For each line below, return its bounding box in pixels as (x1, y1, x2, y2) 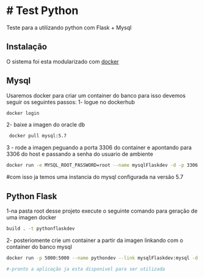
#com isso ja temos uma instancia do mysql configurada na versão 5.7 (6, 174, 184, 181)
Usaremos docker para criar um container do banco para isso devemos (6, 92, 186, 99)
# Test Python (6, 4, 79, 18)
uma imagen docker (6, 214, 57, 221)
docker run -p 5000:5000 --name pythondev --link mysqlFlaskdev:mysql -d (6, 255, 199, 261)
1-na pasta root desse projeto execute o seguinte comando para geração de (6, 207, 198, 214)
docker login (6, 110, 40, 116)
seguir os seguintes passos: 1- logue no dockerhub (6, 98, 136, 106)
